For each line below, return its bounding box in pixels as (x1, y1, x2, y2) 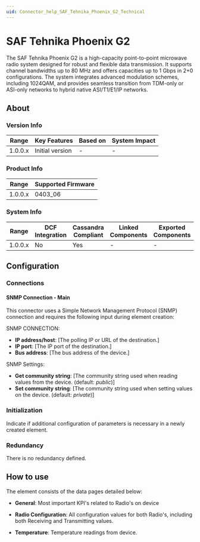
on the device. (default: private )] (14, 392, 95, 399)
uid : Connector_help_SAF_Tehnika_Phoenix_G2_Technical (6, 8, 145, 15)
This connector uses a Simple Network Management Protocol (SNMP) (6, 307, 177, 314)
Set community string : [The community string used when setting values (14, 385, 193, 392)
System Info (6, 208, 42, 216)
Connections (6, 279, 45, 287)
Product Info (6, 165, 43, 173)
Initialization (6, 406, 43, 415)
